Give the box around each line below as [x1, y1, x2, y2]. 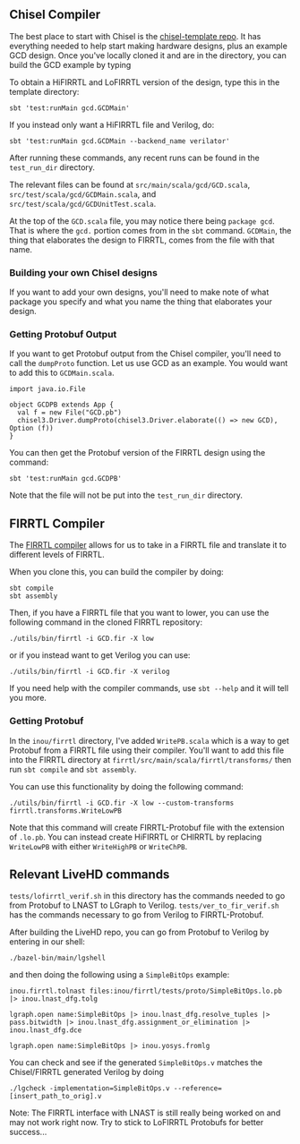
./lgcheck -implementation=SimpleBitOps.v [9, 1084, 170, 1093]
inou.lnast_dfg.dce [9, 1026, 82, 1035]
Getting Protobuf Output [9, 329, 117, 341]
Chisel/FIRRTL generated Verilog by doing [9, 1067, 164, 1078]
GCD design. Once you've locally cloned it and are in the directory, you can [9, 49, 287, 61]
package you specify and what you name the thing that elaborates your [9, 296, 273, 307]
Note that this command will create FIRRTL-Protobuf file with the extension [9, 822, 285, 832]
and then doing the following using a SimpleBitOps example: [9, 969, 230, 980]
